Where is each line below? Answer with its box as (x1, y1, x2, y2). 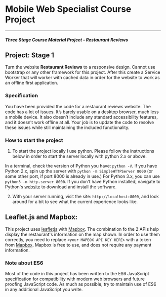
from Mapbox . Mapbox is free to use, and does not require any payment (5, 242, 152, 248)
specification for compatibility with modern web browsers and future (5, 276, 145, 282)
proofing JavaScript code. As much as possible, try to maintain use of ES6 (5, 281, 157, 287)
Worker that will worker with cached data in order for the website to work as (5, 75, 160, 81)
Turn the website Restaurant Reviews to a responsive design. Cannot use (5, 64, 156, 70)
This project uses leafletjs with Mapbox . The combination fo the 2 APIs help (5, 226, 159, 232)
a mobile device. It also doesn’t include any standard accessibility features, (5, 114, 158, 120)
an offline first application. (5, 80, 58, 86)
